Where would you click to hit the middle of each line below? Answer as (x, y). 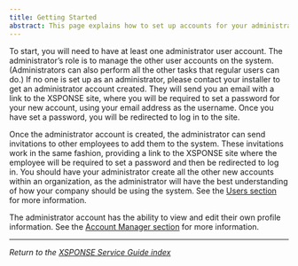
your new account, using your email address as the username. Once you (141, 107)
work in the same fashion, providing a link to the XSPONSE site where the (143, 153)
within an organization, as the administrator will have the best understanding (149, 181)
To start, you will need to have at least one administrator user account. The (146, 51)
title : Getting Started (53, 17)
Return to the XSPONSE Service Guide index (90, 252)
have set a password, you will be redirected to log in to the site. (125, 117)
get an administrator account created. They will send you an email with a (142, 89)
